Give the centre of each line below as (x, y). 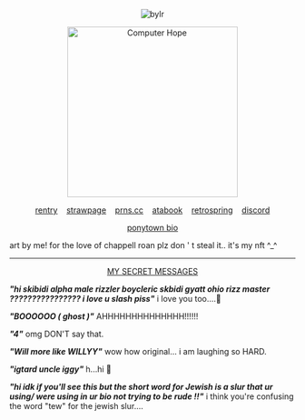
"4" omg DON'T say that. (57, 334)
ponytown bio (152, 228)
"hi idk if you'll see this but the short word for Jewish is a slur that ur (141, 387)
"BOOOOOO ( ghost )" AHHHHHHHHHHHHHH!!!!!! (104, 316)
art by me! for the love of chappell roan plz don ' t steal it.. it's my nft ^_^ (143, 245)
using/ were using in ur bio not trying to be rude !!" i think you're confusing (152, 396)
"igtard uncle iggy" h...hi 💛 (60, 369)
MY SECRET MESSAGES (152, 271)
